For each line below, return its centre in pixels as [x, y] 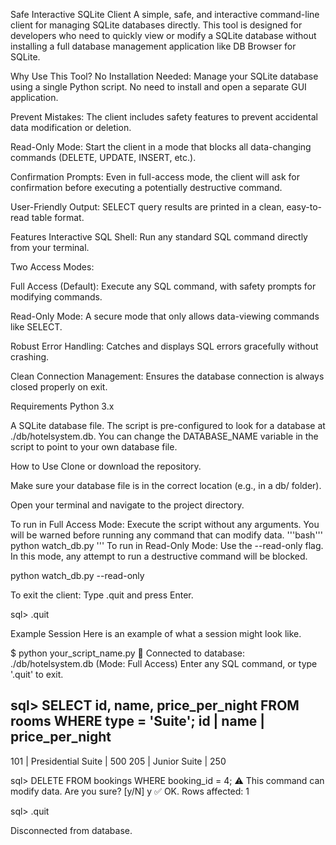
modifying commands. [56, 297]
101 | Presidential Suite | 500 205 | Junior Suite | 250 [118, 761]
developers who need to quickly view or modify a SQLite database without [163, 35]
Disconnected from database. [71, 830]
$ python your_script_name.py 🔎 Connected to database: [128, 653]
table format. [58, 217]
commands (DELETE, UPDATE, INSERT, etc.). [103, 157]
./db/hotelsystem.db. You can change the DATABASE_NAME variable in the [164, 436]
